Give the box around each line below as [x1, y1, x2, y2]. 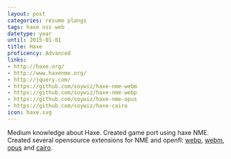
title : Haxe [7, 43, 42, 50]
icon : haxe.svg [7, 109, 52, 116]
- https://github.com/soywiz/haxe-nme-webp [7, 89, 138, 96]
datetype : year [7, 30, 52, 37]
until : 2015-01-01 [7, 37, 61, 44]
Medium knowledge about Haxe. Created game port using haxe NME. [7, 128, 210, 136]
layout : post [7, 10, 46, 18]
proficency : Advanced [7, 50, 71, 57]
